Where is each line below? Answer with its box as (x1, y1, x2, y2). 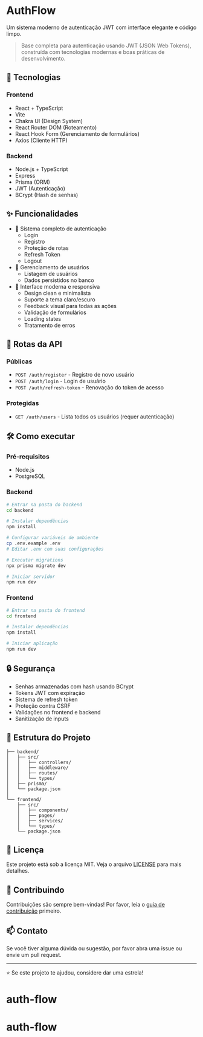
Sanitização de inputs (14, 715, 69, 722)
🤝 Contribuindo (6, 885, 65, 895)
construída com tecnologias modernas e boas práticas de (21, 48, 165, 55)
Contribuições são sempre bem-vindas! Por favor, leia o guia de (6, 901, 165, 908)
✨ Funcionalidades (6, 209, 79, 219)
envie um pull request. (6, 951, 62, 958)
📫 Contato (6, 925, 48, 936)
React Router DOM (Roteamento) (14, 124, 97, 131)
